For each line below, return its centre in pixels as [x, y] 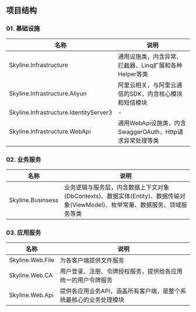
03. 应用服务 [24, 233]
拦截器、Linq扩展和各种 [150, 65]
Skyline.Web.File [32, 260]
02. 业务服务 [24, 160]
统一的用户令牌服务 [86, 280]
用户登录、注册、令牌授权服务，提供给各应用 [121, 272]
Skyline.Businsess [34, 200]
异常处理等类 [141, 140]
